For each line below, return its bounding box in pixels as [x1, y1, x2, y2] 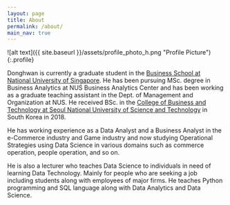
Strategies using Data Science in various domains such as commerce [7, 141, 204, 149]
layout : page [7, 10, 45, 17]
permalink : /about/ [7, 23, 64, 30]
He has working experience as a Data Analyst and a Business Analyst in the [7, 126, 222, 135]
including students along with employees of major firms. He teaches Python [7, 177, 223, 185]
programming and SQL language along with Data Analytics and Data [7, 184, 201, 192]
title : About [7, 17, 45, 23]
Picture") [185, 48, 211, 57]
